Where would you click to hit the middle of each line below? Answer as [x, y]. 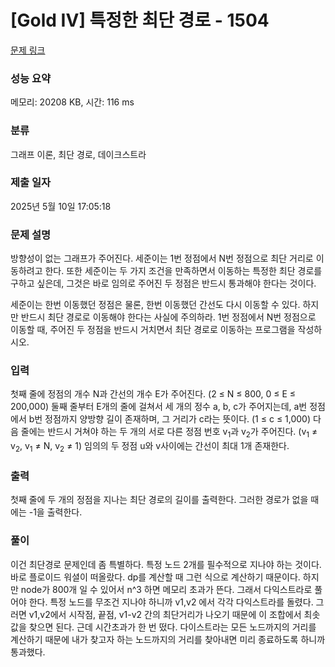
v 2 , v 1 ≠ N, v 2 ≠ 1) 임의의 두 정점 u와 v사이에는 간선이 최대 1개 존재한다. [150, 447]
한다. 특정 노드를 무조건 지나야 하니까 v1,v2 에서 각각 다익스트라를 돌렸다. [171, 602]
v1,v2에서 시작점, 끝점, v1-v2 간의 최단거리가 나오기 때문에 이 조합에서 [165, 614]
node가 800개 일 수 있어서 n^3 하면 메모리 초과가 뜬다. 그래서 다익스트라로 [166, 589]
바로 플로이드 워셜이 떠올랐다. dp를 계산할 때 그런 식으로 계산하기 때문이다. [155, 577]
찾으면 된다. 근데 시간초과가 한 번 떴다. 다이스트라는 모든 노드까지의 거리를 [172, 627]
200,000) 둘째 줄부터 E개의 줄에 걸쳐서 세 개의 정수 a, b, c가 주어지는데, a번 [159, 407]
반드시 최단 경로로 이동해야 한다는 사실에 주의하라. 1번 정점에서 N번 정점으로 [168, 317]
